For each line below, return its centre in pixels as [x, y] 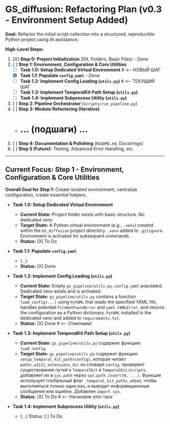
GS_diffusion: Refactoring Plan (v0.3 [83, 9]
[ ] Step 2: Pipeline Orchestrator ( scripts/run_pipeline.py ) [75, 104]
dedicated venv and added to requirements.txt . [70, 318]
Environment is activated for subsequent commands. [75, 236]
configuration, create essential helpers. [46, 195]
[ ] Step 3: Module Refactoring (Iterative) [56, 109]
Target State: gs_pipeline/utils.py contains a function [78, 296]
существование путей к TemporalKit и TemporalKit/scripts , [83, 370]
